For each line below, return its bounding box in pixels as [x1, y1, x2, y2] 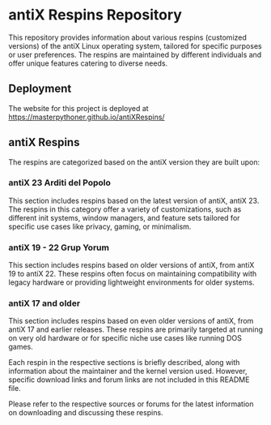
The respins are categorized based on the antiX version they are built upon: [8, 157, 260, 167]
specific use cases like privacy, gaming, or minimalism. [8, 221, 192, 231]
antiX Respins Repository [8, 6, 182, 24]
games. [8, 342, 34, 352]
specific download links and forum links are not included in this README [8, 375, 250, 384]
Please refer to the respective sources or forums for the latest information [8, 399, 254, 409]
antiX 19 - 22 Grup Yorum [8, 242, 109, 253]
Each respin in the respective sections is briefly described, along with [8, 358, 240, 367]
